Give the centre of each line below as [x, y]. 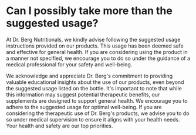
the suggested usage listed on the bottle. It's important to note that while [94, 88]
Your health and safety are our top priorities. [60, 126]
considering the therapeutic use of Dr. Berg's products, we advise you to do [98, 113]
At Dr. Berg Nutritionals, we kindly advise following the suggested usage [93, 39]
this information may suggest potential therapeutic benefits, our [83, 95]
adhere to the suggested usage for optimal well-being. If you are [84, 107]
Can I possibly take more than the [89, 11]
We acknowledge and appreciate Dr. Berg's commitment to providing [89, 76]
